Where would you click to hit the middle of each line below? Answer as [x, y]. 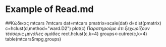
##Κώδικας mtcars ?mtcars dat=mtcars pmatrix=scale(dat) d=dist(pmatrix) [83, 23]
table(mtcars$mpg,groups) [33, 39]
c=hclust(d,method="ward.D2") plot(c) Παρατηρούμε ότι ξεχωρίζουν [78, 28]
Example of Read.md [49, 9]
